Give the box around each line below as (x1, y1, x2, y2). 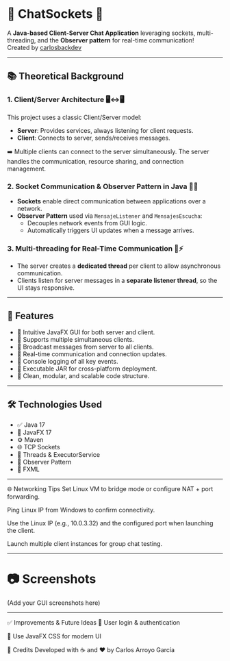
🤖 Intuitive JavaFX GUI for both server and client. (16, 328, 155, 336)
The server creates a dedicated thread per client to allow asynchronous (16, 262, 221, 270)
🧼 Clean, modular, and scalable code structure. (16, 372, 150, 380)
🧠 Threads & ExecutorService (16, 450, 101, 458)
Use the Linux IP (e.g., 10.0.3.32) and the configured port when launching (7, 519, 214, 527)
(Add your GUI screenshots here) (7, 599, 101, 607)
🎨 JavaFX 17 (16, 428, 52, 436)
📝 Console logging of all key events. (16, 358, 118, 366)
